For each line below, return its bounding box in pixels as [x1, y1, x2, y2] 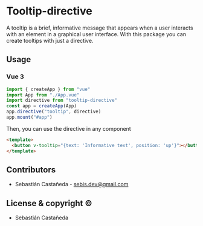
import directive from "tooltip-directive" [6, 98, 118, 104]
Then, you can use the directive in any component [6, 125, 131, 132]
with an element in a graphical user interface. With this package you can [6, 30, 186, 37]
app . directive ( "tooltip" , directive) [6, 108, 101, 115]
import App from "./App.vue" [6, 92, 80, 98]
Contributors [6, 165, 56, 175]
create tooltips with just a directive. [6, 37, 94, 44]
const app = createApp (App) [6, 103, 77, 109]
